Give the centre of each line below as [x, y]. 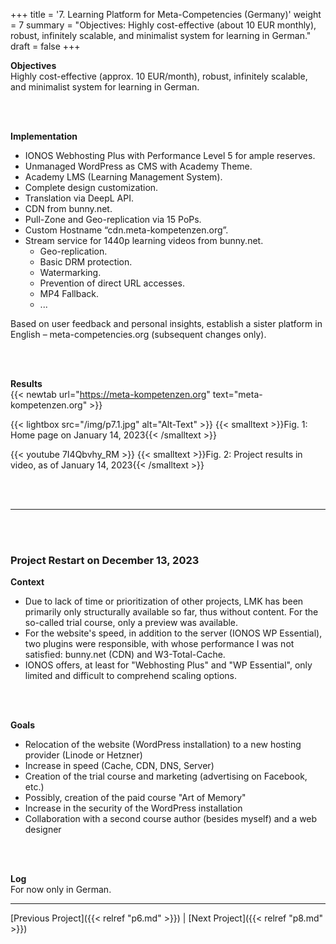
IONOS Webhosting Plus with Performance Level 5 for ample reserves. [170, 155]
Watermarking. [70, 272]
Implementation [44, 136]
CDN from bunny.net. [68, 208]
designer [43, 830]
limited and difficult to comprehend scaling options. [130, 676]
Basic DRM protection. [86, 262]
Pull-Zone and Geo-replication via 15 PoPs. [113, 219]
